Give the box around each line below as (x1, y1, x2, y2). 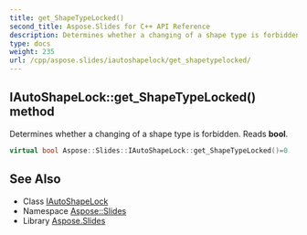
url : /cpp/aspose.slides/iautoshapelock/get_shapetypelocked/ (9, 56, 251, 65)
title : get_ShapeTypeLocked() (9, 13, 125, 23)
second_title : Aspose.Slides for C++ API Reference (9, 22, 210, 31)
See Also (9, 171, 61, 187)
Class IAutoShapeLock (22, 196, 109, 207)
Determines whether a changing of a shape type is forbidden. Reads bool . (9, 128, 289, 139)
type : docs (9, 38, 51, 48)
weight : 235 (9, 48, 55, 57)
